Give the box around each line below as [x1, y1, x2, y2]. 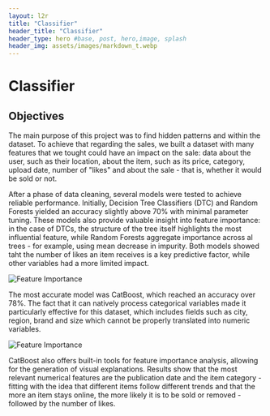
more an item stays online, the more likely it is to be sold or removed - [8, 390, 242, 400]
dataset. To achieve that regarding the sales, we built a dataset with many [8, 139, 255, 149]
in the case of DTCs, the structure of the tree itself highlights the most [8, 224, 242, 234]
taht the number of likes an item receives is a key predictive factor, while [8, 250, 250, 259]
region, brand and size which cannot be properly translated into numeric [8, 315, 251, 325]
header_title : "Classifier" [8, 27, 104, 35]
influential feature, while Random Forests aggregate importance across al [8, 233, 253, 242]
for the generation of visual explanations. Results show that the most [8, 364, 238, 374]
